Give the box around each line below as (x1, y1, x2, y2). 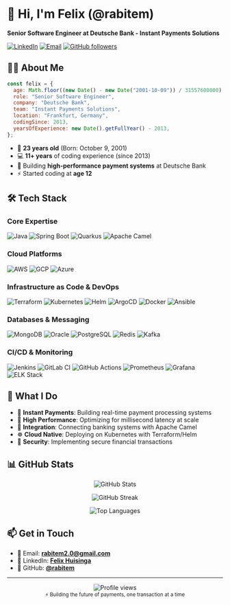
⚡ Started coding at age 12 (16, 169, 92, 177)
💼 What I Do (7, 390, 58, 402)
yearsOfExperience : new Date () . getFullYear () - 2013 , (13, 125, 170, 132)
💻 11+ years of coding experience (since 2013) (16, 151, 151, 160)
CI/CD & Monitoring (7, 347, 73, 357)
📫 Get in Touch (7, 527, 75, 539)
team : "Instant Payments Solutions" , (13, 106, 121, 113)
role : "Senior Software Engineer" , (13, 93, 115, 100)
